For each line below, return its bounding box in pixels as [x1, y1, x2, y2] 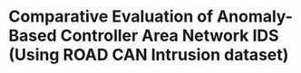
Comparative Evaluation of [8, 6, 214, 27]
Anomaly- [216, 6, 294, 27]
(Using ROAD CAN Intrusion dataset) [8, 45, 289, 65]
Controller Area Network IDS [60, 25, 279, 46]
